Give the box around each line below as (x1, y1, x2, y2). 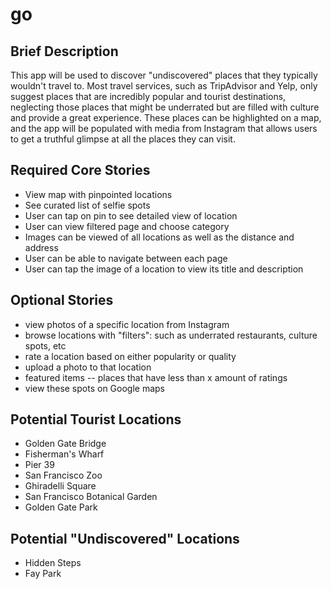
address (24, 241, 59, 253)
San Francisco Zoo (24, 469, 103, 482)
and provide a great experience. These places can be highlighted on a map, (10, 112, 322, 123)
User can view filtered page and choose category (24, 220, 230, 232)
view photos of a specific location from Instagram (24, 318, 230, 330)
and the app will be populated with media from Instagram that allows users (10, 123, 318, 134)
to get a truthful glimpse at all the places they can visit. (10, 133, 236, 145)
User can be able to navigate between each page (24, 252, 228, 264)
